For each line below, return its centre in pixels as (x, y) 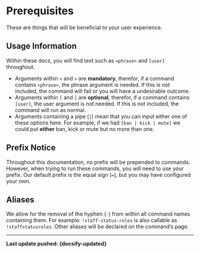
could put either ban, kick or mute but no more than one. (85, 129)
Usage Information (42, 46)
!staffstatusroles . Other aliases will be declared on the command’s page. (98, 227)
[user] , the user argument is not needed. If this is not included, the (97, 104)
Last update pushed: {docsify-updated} (57, 244)
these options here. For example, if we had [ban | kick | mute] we (97, 123)
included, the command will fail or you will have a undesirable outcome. (102, 91)
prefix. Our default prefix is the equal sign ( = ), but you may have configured (99, 174)
